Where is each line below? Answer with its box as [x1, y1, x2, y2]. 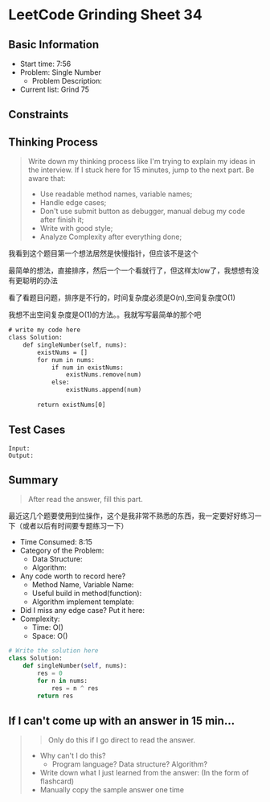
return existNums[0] [37, 401, 106, 409]
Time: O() [31, 623, 64, 632]
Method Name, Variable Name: [31, 580, 134, 590]
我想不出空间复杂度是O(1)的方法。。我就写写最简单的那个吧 [8, 310, 202, 319]
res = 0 [37, 669, 63, 677]
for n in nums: [37, 677, 88, 685]
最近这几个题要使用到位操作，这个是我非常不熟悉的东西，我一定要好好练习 [8, 511, 255, 520]
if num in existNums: [51, 364, 125, 372]
